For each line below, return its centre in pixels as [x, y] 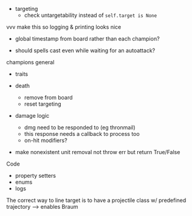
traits [22, 74]
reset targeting [43, 104]
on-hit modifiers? [46, 140]
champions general [30, 62]
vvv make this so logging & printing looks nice [64, 27]
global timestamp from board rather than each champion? [87, 39]
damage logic [32, 116]
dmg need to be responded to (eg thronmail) [80, 127]
